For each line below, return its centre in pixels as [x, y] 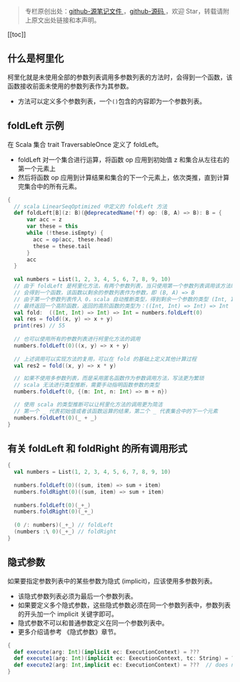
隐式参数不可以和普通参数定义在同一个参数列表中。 [93, 623]
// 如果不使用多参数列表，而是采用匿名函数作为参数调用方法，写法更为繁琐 [109, 378]
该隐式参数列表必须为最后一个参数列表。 [77, 596]
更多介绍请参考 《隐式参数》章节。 [69, 631]
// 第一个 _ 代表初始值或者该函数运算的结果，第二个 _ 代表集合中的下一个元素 [116, 411]
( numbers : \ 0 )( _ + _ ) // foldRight [65, 532]
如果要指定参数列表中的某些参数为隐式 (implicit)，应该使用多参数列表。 [112, 581]
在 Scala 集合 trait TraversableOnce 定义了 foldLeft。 [85, 144]
